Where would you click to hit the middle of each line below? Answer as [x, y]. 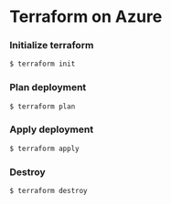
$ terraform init [43, 64]
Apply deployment [52, 129]
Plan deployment [48, 87]
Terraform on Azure [86, 17]
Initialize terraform [52, 46]
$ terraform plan [43, 107]
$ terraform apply [44, 148]
